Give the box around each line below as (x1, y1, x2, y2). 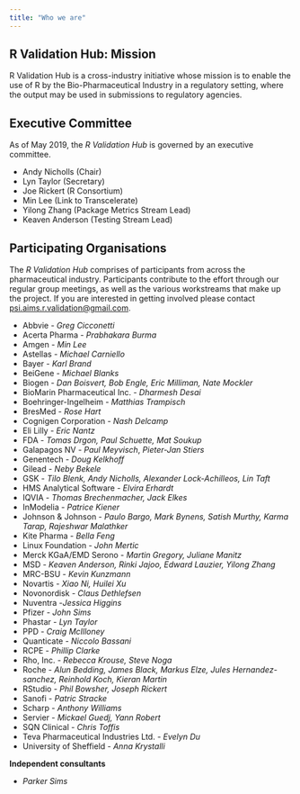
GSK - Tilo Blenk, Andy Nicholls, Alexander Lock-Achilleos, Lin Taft (22, 474, 271, 484)
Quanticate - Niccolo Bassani (22, 636, 132, 646)
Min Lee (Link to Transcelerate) (22, 195, 138, 206)
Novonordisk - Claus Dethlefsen (22, 588, 142, 599)
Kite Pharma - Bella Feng (22, 530, 115, 541)
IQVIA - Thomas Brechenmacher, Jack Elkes (22, 492, 188, 503)
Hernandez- (232, 664, 278, 675)
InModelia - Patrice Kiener (22, 501, 120, 513)
